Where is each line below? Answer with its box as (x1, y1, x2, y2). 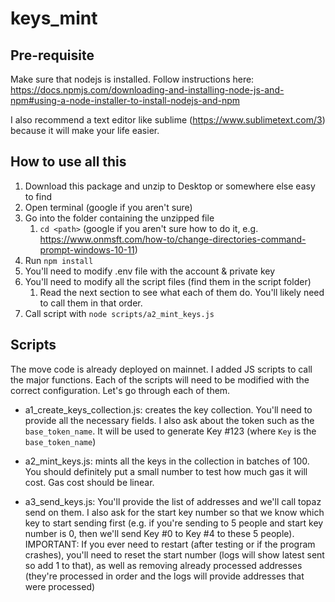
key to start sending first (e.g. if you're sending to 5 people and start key (24, 517, 324, 529)
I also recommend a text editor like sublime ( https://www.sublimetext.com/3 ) (10, 114, 326, 126)
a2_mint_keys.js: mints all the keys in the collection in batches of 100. (24, 455, 310, 467)
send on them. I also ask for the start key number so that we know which (24, 506, 325, 518)
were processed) (24, 580, 96, 592)
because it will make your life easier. (10, 125, 160, 136)
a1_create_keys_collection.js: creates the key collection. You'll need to (24, 403, 313, 416)
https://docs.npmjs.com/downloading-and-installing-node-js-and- (10, 84, 285, 96)
